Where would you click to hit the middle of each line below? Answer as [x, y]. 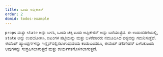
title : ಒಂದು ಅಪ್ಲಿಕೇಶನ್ [25, 9]
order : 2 [14, 14]
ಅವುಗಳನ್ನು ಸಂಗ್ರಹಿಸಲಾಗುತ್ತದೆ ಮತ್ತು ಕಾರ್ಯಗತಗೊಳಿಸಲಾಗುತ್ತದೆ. [51, 49]
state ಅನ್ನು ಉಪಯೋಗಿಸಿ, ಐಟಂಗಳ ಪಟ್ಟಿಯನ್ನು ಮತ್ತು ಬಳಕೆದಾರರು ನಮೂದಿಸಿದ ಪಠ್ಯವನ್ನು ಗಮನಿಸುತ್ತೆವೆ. [81, 38]
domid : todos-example [27, 19]
